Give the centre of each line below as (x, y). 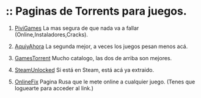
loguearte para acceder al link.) (54, 88)
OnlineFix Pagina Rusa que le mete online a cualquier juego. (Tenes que (105, 82)
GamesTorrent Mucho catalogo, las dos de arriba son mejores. (93, 58)
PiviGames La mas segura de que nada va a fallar (77, 28)
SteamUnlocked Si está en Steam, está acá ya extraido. (84, 70)
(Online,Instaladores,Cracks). (51, 34)
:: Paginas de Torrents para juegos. (96, 11)
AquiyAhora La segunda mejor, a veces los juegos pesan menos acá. (101, 46)
